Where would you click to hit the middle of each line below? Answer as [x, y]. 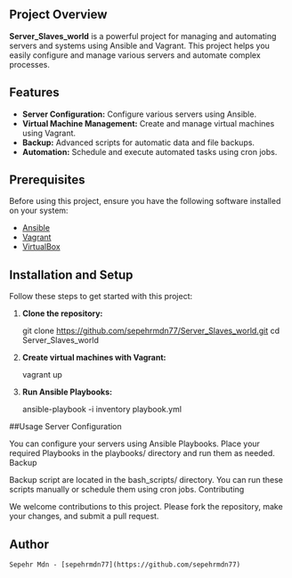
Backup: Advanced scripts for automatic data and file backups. [138, 142]
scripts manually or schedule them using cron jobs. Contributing [127, 490]
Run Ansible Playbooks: [67, 392]
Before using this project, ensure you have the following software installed [145, 201]
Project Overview [58, 15]
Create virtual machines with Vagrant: [94, 358]
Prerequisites [47, 180]
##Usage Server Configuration [65, 427]
